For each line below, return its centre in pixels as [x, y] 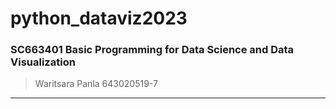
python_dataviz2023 [99, 18]
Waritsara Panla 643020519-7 [96, 84]
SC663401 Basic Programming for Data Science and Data [152, 50]
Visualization [43, 62]
